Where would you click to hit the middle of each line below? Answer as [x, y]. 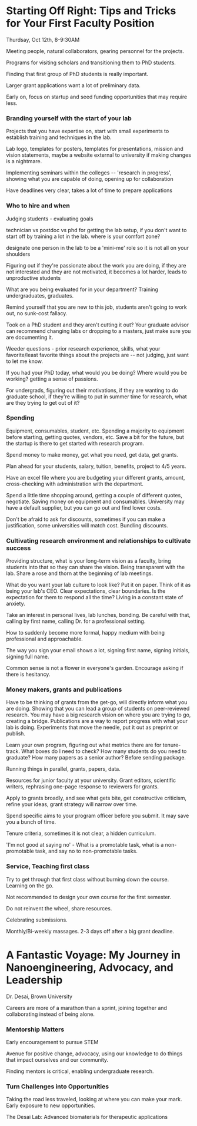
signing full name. [28, 657]
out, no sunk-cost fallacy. [37, 313]
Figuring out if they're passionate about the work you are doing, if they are [96, 265]
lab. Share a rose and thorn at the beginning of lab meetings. [80, 573]
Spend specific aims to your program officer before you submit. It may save [98, 816]
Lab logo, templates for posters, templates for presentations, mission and [95, 149]
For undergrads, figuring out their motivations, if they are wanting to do [92, 390]
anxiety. [16, 604]
